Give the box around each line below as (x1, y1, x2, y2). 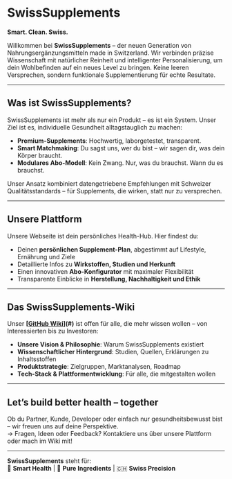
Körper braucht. (17, 151, 63, 159)
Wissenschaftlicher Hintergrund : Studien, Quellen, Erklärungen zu (17, 348, 209, 356)
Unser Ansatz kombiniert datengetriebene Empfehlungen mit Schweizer (7, 179, 211, 188)
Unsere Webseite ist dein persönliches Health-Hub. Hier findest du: (7, 232, 199, 240)
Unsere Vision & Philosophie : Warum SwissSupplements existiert (17, 340, 204, 349)
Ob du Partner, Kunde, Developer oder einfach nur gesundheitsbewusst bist (7, 415, 223, 424)
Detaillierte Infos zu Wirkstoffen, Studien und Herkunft (17, 260, 176, 268)
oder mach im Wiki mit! (7, 437, 72, 445)
